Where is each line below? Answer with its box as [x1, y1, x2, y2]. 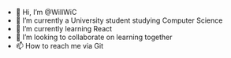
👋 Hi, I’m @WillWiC [15, 8, 77, 16]
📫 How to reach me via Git [15, 42, 104, 50]
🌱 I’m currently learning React [15, 24, 113, 33]
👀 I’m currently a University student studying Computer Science [15, 16, 223, 25]
